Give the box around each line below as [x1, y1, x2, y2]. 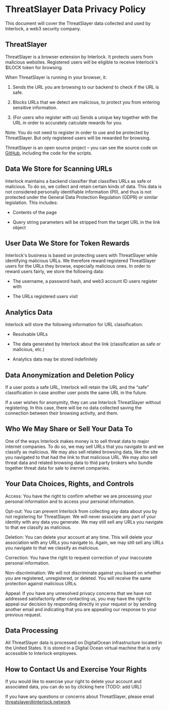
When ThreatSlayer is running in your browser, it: [5, 74, 107, 80]
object [12, 224, 26, 230]
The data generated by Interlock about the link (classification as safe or [12, 341, 161, 347]
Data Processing [5, 626, 59, 635]
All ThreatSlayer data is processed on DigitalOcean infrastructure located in [5, 640, 162, 646]
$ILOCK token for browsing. [5, 64, 63, 70]
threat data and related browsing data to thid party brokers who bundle [5, 460, 153, 466]
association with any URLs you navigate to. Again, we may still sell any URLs [5, 539, 164, 545]
